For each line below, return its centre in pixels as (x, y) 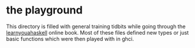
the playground (44, 10)
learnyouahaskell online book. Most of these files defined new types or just (97, 32)
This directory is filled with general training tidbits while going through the (96, 26)
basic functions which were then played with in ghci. (70, 39)
